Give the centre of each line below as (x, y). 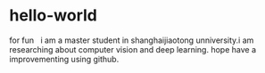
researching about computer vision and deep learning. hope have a (133, 49)
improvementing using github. (64, 59)
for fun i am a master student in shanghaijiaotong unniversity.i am (132, 40)
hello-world (54, 16)
